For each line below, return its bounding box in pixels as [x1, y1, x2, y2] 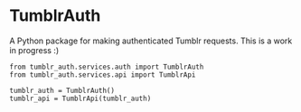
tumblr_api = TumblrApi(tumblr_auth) [9, 94, 152, 103]
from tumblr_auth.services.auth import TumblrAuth [9, 62, 204, 71]
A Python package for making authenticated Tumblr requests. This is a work [9, 35, 293, 46]
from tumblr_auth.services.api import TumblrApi [9, 70, 196, 79]
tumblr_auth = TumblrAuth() [9, 86, 116, 95]
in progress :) [9, 44, 60, 55]
